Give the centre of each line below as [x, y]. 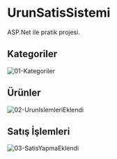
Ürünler [24, 93]
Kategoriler [32, 54]
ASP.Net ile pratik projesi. [44, 32]
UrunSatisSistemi [59, 13]
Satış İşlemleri [39, 131]
